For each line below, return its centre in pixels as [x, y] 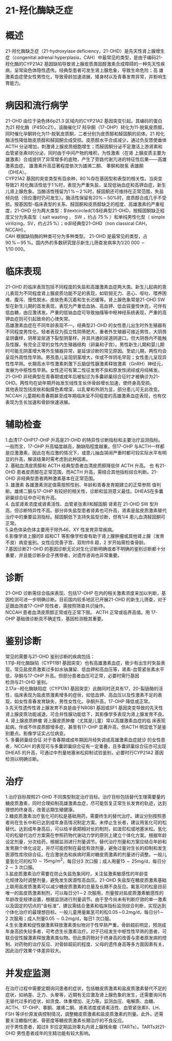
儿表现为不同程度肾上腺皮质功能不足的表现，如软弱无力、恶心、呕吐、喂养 [84, 293]
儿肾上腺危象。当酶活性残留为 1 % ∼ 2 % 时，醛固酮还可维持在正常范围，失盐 [84, 191]
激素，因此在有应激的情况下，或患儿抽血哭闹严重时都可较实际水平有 [90, 453]
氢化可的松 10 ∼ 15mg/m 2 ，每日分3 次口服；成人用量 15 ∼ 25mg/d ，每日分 [88, 861]
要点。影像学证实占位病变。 [39, 733]
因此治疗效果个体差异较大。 [35, 951]
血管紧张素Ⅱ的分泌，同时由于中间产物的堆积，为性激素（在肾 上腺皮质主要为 [86, 153]
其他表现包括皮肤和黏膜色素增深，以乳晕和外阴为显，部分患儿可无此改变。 [84, 389]
